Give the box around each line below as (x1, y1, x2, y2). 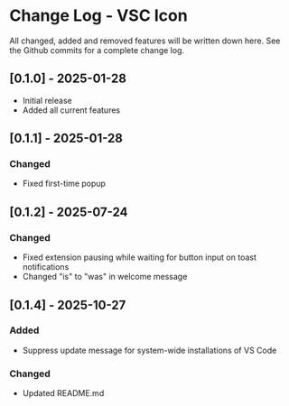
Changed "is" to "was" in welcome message (22, 272, 188, 282)
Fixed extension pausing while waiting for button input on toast (22, 252, 257, 263)
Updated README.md (22, 388, 105, 399)
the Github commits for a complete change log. (9, 44, 185, 55)
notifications (22, 262, 70, 272)
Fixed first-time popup (22, 178, 107, 189)
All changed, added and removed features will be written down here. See (9, 35, 281, 46)
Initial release (22, 95, 72, 106)
